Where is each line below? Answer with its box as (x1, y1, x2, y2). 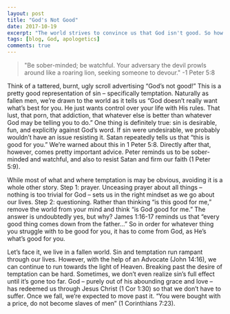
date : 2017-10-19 (7, 23, 57, 30)
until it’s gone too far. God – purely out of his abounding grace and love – (7, 277, 213, 285)
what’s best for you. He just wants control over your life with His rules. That (7, 104, 220, 112)
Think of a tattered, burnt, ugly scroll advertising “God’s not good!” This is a (7, 82, 222, 90)
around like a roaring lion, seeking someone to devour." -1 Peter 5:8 (23, 68, 216, 77)
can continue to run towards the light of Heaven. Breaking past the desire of (7, 263, 222, 271)
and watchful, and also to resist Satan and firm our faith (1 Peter (30, 155, 211, 163)
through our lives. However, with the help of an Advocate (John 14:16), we (7, 255, 217, 263)
